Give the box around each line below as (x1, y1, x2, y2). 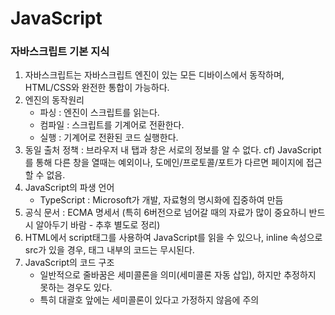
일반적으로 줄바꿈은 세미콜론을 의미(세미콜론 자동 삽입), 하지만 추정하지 (39, 269, 317, 281)
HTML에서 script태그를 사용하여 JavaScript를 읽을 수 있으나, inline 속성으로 (24, 232, 323, 244)
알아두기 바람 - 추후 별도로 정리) (35, 219, 161, 231)
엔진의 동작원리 (24, 94, 85, 106)
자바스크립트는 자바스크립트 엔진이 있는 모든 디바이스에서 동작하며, (24, 69, 285, 81)
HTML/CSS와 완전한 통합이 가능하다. (24, 82, 170, 94)
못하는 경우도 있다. (39, 282, 113, 294)
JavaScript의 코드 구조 (24, 257, 115, 269)
